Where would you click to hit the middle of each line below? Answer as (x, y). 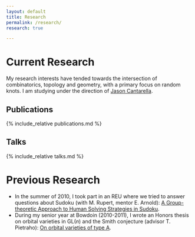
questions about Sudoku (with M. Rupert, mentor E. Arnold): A (90, 202)
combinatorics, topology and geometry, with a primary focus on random (93, 85)
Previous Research (53, 180)
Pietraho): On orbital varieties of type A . (63, 228)
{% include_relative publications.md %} (54, 123)
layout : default (26, 11)
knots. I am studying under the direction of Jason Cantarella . (80, 91)
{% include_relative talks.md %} (45, 156)
